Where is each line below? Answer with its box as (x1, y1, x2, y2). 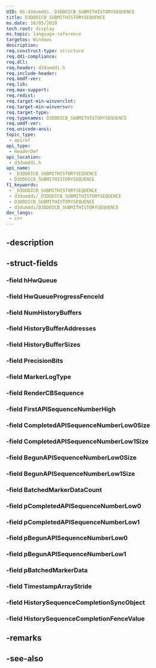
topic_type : (6, 132, 36, 138)
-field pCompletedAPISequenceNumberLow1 (6, 518, 140, 526)
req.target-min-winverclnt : (6, 98, 77, 104)
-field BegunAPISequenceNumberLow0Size (6, 453, 137, 461)
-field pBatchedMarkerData (6, 566, 88, 574)
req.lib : (6, 82, 28, 88)
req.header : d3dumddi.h (6, 64, 66, 71)
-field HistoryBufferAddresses (6, 324, 97, 333)
